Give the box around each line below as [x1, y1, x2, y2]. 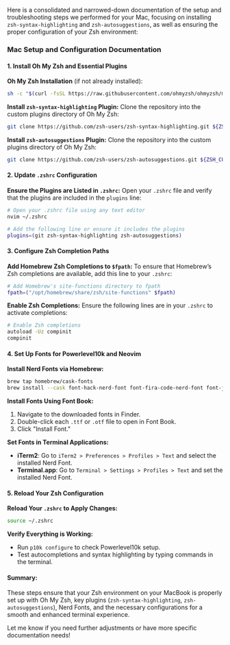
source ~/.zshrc [7, 517, 53, 524]
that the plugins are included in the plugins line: [7, 193, 142, 202]
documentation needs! [7, 631, 71, 640]
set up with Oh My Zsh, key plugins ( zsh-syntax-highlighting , [7, 596, 183, 605]
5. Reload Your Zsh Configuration [7, 489, 104, 497]
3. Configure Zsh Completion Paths [7, 247, 110, 255]
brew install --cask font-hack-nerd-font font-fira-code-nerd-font [7, 384, 204, 392]
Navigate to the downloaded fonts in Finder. [16, 410, 141, 418]
